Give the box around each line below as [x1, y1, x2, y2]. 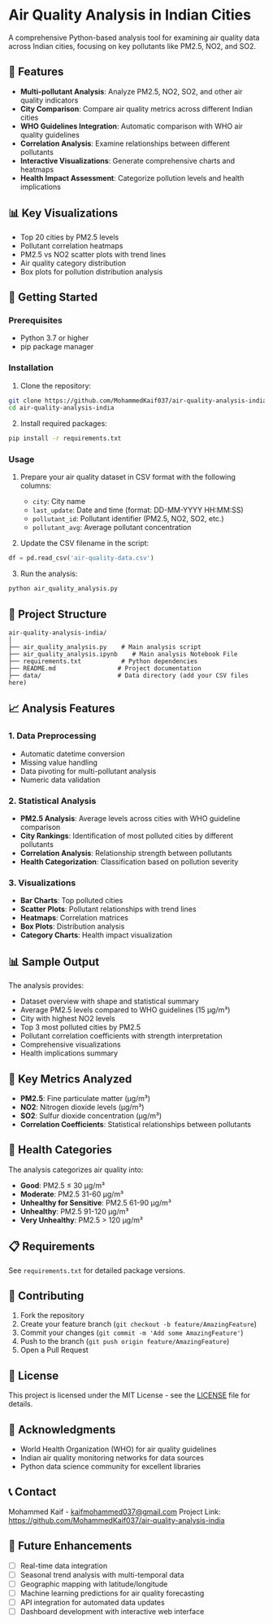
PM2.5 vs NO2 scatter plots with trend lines [19, 249, 167, 259]
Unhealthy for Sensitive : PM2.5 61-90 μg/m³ [19, 1197, 172, 1207]
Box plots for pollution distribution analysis [19, 266, 163, 276]
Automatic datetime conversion [19, 748, 125, 758]
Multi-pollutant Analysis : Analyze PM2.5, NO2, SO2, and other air [19, 86, 243, 96]
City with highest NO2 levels [19, 1014, 115, 1024]
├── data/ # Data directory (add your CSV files [8, 672, 249, 680]
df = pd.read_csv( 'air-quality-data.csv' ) [8, 554, 154, 563]
